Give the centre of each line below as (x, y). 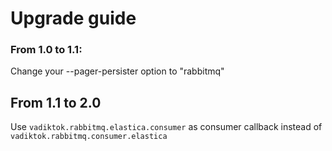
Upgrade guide (73, 18)
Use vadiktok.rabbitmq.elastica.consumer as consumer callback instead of (166, 127)
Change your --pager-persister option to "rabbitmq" (117, 71)
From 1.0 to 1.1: (46, 50)
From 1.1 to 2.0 (56, 102)
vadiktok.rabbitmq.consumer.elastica (89, 137)
